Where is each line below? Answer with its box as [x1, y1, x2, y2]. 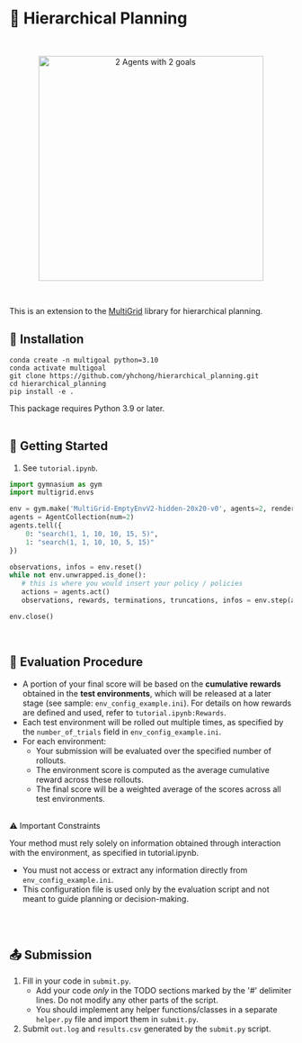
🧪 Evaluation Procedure [9, 654, 144, 670]
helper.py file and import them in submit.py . [35, 1014, 200, 1025]
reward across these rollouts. [35, 774, 144, 785]
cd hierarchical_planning [9, 379, 106, 388]
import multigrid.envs [9, 488, 94, 498]
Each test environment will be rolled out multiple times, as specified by [22, 716, 284, 727]
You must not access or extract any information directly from [22, 864, 248, 876]
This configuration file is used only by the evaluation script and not [22, 884, 270, 895]
